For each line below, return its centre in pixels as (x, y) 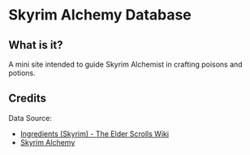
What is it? (36, 45)
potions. (22, 73)
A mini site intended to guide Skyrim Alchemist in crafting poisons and (125, 64)
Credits (28, 99)
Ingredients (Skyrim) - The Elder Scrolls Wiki (94, 133)
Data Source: (30, 118)
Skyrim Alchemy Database (100, 15)
